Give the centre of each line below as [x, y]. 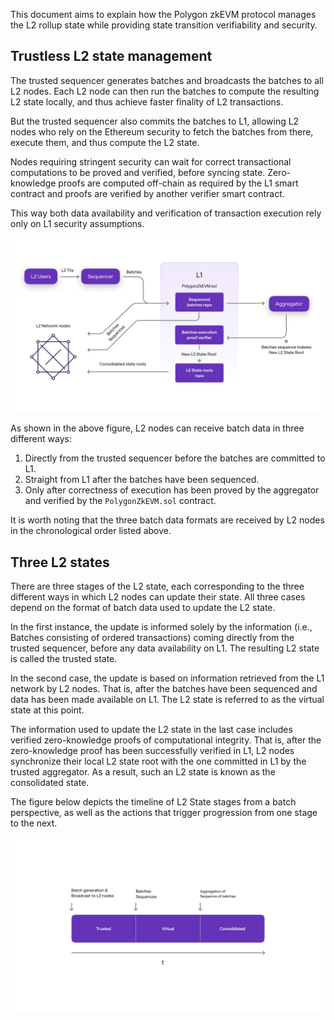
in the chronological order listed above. [91, 531]
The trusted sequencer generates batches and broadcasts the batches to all [167, 80]
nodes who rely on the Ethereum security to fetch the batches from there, [162, 131]
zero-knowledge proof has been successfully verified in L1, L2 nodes [152, 751]
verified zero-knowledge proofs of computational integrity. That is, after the [166, 740]
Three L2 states [60, 562]
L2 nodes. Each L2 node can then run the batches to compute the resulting [165, 91]
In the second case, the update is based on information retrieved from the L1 [167, 678]
